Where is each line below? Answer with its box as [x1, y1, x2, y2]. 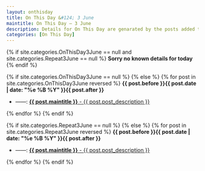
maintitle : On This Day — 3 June [6, 20, 92, 26]
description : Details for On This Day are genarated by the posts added [6, 26, 195, 32]
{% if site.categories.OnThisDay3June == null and [6, 48, 132, 56]
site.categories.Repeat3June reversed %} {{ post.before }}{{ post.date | [6, 128, 190, 136]
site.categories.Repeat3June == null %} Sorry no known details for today [6, 55, 193, 62]
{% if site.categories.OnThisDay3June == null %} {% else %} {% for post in [6, 73, 196, 81]
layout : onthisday [6, 9, 53, 15]
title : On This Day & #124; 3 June [6, 15, 95, 21]
